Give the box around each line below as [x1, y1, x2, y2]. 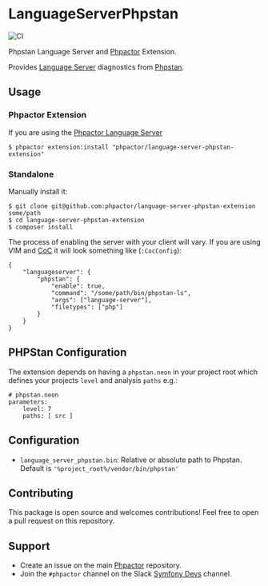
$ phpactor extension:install [8, 143, 110, 151]
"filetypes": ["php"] [50, 303, 124, 311]
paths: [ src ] [22, 412, 74, 420]
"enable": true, [50, 281, 106, 290]
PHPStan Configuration [8, 345, 127, 360]
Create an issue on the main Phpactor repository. [19, 560, 182, 570]
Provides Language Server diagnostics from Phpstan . [8, 62, 185, 72]
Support [8, 539, 50, 552]
